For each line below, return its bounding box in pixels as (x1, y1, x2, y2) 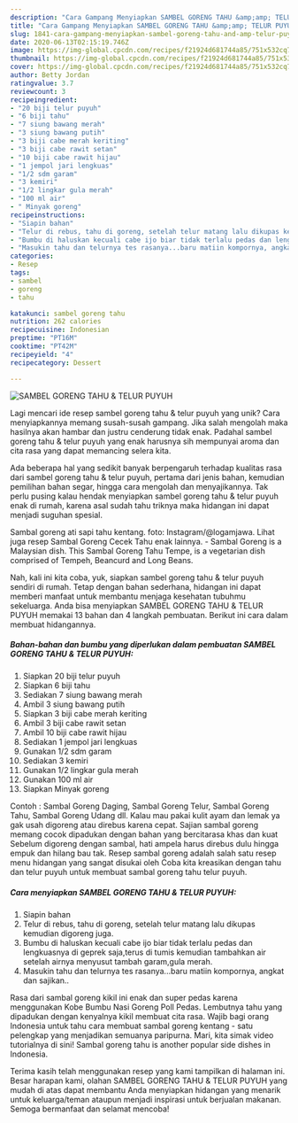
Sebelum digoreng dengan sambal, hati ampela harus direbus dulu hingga (10, 839, 279, 849)
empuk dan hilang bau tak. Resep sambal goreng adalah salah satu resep (10, 848, 277, 859)
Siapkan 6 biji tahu (22, 680, 91, 691)
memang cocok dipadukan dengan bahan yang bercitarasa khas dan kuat (10, 829, 279, 840)
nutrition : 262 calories (10, 317, 102, 326)
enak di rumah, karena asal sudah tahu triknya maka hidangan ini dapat (10, 500, 270, 510)
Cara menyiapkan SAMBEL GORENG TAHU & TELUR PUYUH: (10, 887, 237, 898)
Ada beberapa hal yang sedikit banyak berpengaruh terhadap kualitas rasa (10, 462, 282, 473)
